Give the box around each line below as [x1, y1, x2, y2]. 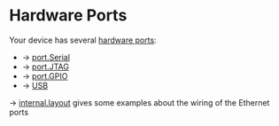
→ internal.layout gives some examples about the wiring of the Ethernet [9, 97, 270, 107]
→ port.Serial [21, 51, 71, 62]
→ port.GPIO [21, 70, 68, 81]
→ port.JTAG [21, 61, 69, 72]
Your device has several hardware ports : [9, 35, 157, 45]
